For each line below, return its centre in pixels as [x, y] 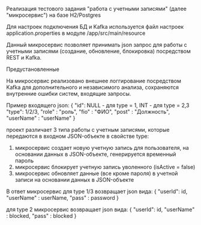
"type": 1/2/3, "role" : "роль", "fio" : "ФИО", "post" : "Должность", [88, 112]
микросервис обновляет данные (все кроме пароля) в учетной [96, 173]
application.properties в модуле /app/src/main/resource [76, 33]
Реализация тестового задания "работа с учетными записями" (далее [97, 9]
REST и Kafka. [24, 57]
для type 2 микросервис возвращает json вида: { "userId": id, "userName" [100, 209]
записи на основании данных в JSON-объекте [74, 180]
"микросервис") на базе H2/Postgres [53, 15]
